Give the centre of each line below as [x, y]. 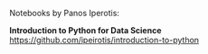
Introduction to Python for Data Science [85, 30]
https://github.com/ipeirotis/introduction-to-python [104, 40]
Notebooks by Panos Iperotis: [65, 13]
